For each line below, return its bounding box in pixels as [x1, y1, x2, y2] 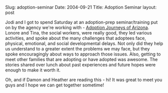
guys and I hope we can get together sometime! [5, 82, 104, 88]
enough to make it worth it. [5, 67, 61, 73]
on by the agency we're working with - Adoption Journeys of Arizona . [5, 24, 149, 30]
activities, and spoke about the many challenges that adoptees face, [5, 35, 146, 41]
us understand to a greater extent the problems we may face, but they [5, 46, 150, 51]
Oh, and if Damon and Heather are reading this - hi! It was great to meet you [5, 77, 162, 82]
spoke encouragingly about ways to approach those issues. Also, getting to [5, 51, 161, 57]
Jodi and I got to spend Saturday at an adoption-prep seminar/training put [5, 19, 158, 25]
